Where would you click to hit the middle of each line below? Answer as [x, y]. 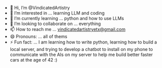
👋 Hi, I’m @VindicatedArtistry [40, 8]
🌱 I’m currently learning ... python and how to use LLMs [67, 18]
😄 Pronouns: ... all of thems [38, 36]
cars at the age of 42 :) [33, 60]
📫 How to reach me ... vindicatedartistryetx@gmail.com [68, 29]
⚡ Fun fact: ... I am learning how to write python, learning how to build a [83, 42]
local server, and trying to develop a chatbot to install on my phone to [81, 49]
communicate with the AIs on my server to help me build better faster [81, 54]
